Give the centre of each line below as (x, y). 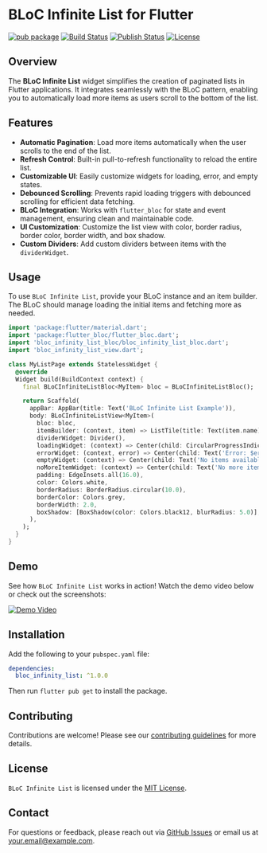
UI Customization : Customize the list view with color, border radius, (131, 227)
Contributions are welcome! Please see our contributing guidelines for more (132, 735)
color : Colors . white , (73, 483)
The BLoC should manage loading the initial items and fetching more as (125, 305)
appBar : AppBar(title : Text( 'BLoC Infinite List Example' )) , (133, 409)
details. (20, 744)
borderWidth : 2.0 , (67, 505)
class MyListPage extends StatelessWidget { (83, 364)
